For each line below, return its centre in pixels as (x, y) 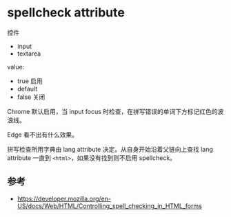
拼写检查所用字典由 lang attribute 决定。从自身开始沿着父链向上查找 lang (110, 149)
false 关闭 (31, 97)
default (27, 89)
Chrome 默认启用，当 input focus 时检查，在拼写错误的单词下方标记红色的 (113, 111)
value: (16, 67)
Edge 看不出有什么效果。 (42, 135)
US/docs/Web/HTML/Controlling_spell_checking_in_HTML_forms (109, 206)
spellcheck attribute (66, 13)
